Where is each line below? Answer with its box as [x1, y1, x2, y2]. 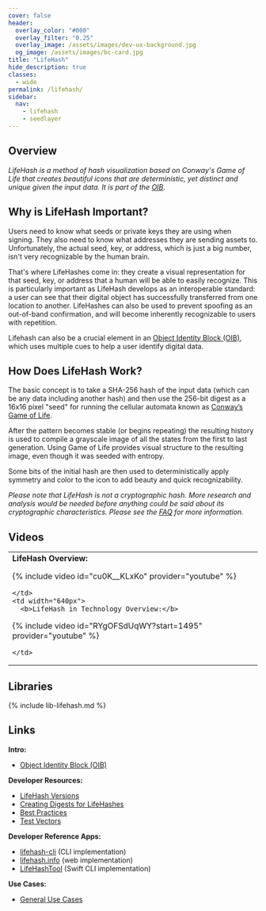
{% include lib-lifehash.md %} [8, 700, 107, 710]
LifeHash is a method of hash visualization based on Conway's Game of [8, 165, 245, 175]
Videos [8, 530, 44, 544]
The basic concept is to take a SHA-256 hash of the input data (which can [8, 386, 249, 395]
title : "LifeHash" [8, 56, 69, 64]
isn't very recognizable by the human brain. [8, 252, 150, 261]
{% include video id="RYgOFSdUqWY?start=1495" [12, 621, 203, 632]
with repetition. [8, 317, 58, 327]
